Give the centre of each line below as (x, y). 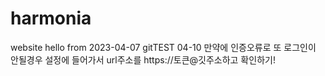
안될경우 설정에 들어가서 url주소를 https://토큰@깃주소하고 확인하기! (143, 59)
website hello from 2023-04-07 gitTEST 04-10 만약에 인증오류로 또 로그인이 (163, 47)
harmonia (51, 18)
